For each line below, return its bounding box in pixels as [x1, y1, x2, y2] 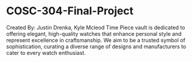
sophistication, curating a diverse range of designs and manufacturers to [6, 43, 187, 50]
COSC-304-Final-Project [6, 4, 134, 18]
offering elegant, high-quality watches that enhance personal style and [6, 30, 182, 37]
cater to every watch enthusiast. [6, 49, 86, 56]
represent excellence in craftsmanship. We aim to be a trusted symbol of [6, 36, 186, 44]
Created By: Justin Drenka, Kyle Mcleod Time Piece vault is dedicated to [6, 24, 185, 31]
